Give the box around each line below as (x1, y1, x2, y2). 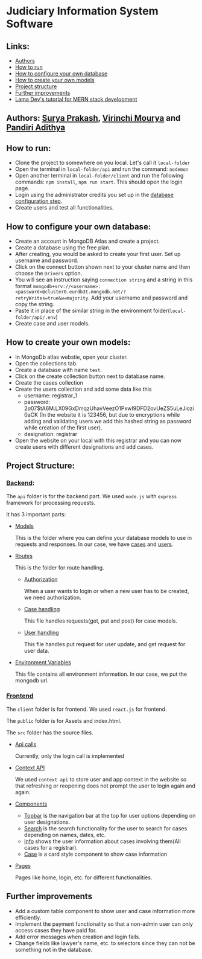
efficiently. (14, 914, 42, 921)
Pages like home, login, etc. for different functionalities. (14, 874, 153, 881)
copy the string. (14, 301, 54, 308)
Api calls (14, 740, 37, 748)
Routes (14, 552, 33, 559)
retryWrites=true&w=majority (14, 295, 89, 301)
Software (6, 17, 53, 31)
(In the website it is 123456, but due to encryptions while (39, 411, 180, 418)
